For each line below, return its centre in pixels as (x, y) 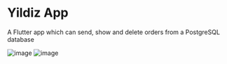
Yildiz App (38, 13)
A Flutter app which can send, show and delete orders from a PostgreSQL (114, 32)
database (21, 39)
